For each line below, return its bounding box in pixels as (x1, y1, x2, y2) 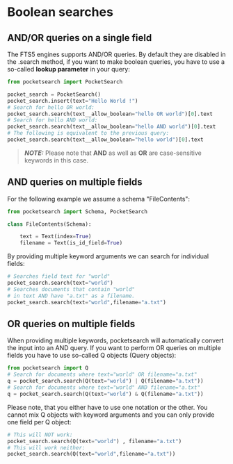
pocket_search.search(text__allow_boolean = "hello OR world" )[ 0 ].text (7, 110, 214, 117)
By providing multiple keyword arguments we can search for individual (7, 252, 209, 260)
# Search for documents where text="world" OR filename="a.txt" (7, 371, 198, 379)
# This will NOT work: (7, 431, 73, 438)
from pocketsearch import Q (7, 365, 89, 372)
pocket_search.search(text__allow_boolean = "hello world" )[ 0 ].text (7, 136, 204, 143)
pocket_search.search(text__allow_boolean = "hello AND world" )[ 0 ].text (7, 123, 216, 131)
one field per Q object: (7, 417, 72, 426)
